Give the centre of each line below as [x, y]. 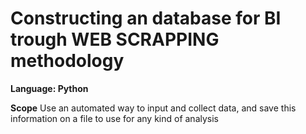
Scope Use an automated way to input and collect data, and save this [153, 108]
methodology [67, 61]
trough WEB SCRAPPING [115, 39]
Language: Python [49, 88]
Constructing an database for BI [146, 18]
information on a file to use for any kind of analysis [114, 118]
